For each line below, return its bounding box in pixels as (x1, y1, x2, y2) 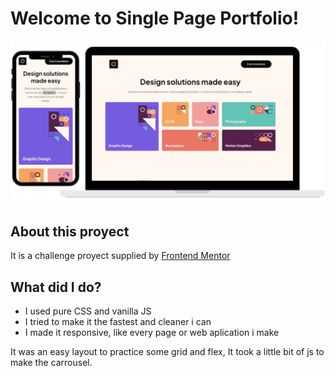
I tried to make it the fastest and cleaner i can (24, 315, 212, 327)
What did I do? (10, 278, 102, 296)
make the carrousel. (10, 356, 93, 368)
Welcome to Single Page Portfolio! (10, 7, 300, 30)
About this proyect (10, 223, 130, 240)
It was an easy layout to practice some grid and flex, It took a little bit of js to (10, 345, 325, 357)
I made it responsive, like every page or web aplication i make (24, 326, 280, 338)
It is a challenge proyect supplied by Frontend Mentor (10, 250, 231, 262)
